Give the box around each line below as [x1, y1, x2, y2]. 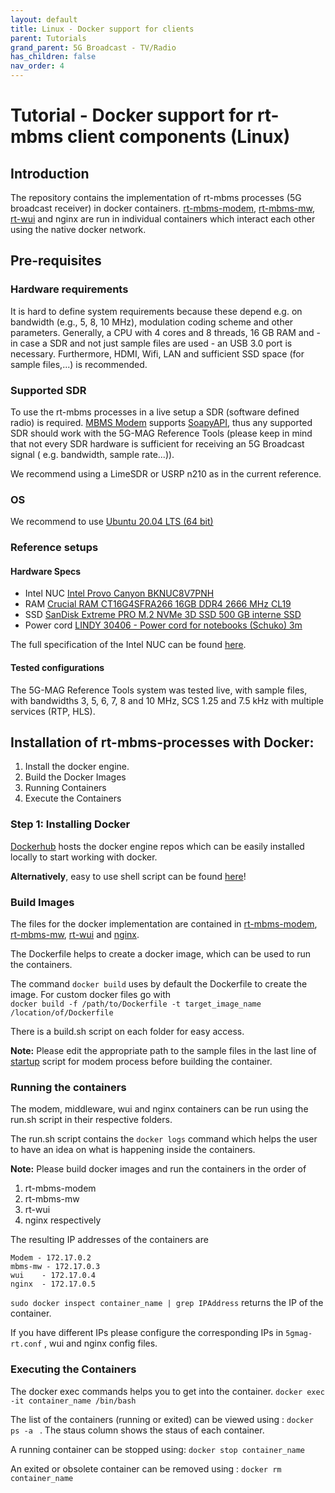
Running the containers [10, 1080, 127, 1094]
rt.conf [10, 1339, 43, 1350]
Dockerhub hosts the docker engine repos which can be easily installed [10, 840, 305, 852]
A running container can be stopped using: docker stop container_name [10, 1443, 306, 1455]
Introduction [10, 165, 90, 182]
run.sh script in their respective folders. [10, 1114, 173, 1126]
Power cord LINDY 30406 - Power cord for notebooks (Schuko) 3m [24, 619, 303, 631]
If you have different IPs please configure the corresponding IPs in [10, 1327, 284, 1339]
